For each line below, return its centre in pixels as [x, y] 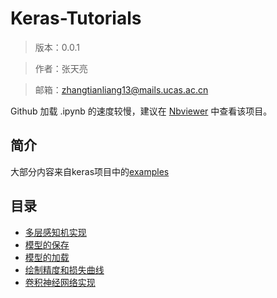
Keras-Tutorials [76, 18]
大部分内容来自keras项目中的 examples [90, 171]
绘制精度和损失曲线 [64, 269]
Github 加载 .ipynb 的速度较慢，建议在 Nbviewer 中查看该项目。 [141, 111]
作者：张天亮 [61, 68]
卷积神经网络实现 [60, 282]
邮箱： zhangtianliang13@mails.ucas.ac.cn [121, 89]
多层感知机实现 [55, 232]
